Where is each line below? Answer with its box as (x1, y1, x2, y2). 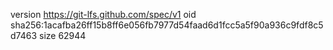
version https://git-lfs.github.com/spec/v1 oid (10, 9, 197, 20)
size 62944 (38, 30, 87, 41)
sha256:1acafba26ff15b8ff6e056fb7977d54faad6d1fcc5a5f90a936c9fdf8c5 (10, 19, 324, 31)
